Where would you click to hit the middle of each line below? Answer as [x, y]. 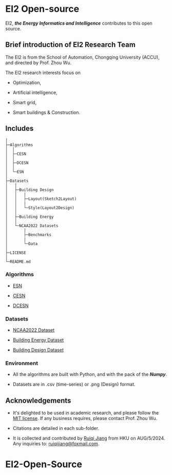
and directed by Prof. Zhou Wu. [39, 63]
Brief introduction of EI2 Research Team [71, 45]
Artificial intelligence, [35, 92]
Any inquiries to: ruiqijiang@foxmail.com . [56, 444]
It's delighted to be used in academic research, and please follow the [86, 413]
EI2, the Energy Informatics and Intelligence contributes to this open [79, 23]
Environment [22, 364]
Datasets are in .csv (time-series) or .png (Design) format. [74, 384]
